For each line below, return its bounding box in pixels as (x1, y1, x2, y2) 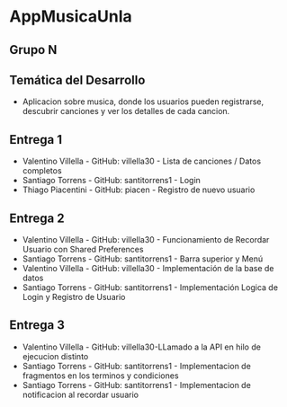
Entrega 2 (9, 210, 65, 226)
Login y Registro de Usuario (22, 292, 126, 303)
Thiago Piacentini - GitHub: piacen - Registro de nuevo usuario (22, 184, 256, 195)
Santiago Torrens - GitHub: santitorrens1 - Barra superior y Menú (22, 253, 264, 264)
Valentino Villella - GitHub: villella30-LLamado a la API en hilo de (22, 341, 261, 352)
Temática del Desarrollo (9, 72, 146, 87)
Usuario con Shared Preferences (22, 244, 144, 255)
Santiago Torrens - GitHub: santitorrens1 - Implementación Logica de (22, 282, 279, 293)
